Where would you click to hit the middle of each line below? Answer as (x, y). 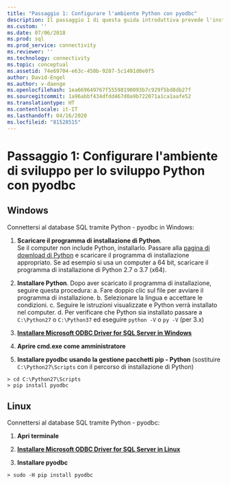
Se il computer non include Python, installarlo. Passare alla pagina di (113, 247)
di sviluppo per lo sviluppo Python (106, 171)
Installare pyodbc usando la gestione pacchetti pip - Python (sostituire (119, 359)
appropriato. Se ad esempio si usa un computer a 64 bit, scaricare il (113, 262)
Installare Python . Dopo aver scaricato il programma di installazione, (114, 283)
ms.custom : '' (27, 26)
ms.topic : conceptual (38, 65)
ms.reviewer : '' (30, 52)
